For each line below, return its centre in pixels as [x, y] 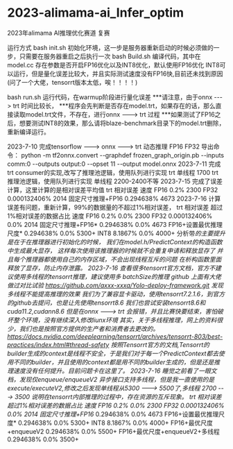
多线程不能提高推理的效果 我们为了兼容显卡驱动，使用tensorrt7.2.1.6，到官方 [116, 294]
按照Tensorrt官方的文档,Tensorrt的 [160, 344]
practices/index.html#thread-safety [58, 344]
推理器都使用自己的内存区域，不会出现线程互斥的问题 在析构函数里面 [123, 259]
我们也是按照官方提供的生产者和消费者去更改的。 [89, 328]
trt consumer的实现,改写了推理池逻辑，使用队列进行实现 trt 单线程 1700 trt [113, 172]
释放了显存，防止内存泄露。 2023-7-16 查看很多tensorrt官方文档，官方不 [111, 268]
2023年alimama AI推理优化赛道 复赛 [59, 33]
